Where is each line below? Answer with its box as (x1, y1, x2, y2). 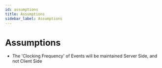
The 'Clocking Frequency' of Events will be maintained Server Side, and (12, 53, 158, 59)
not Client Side (12, 58, 43, 64)
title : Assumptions (5, 12, 45, 17)
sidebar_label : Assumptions (5, 16, 63, 21)
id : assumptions (5, 7, 38, 12)
